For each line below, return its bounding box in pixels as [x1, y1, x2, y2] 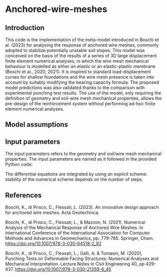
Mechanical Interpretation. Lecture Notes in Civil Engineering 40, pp [5, 261, 145, 267]
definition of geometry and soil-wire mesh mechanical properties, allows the [5, 95, 162, 101]
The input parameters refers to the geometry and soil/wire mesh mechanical [5, 151, 162, 157]
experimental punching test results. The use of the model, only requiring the [5, 90, 162, 96]
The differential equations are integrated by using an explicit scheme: [5, 171, 148, 177]
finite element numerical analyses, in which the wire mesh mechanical [5, 58, 149, 64]
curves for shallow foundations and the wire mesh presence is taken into [5, 74, 155, 80]
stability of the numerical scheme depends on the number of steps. [5, 176, 144, 182]
